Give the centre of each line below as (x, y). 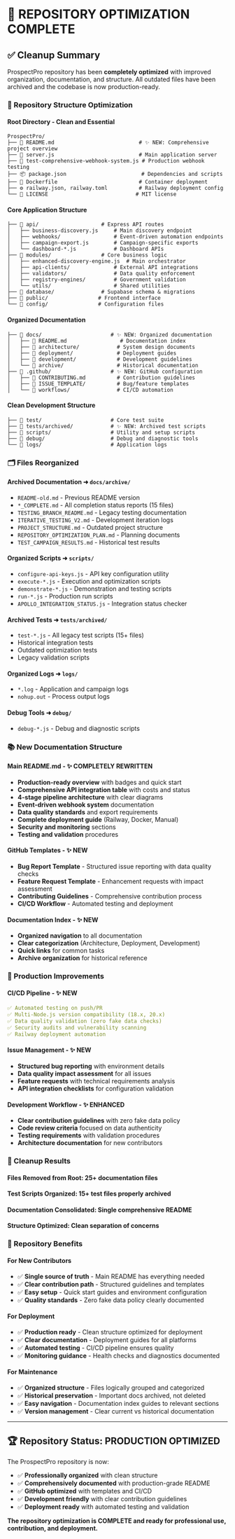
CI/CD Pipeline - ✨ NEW (42, 993)
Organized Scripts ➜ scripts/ (51, 558)
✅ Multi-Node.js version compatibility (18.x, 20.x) (86, 1015)
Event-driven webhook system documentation (86, 805)
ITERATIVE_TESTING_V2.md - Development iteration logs (95, 520)
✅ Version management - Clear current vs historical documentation (116, 1411)
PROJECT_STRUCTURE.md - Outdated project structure (90, 527)
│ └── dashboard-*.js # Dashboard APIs (86, 249)
